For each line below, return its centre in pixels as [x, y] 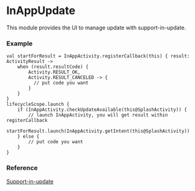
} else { [28, 137]
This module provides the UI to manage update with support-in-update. [96, 28]
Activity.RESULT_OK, [54, 72]
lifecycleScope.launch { [38, 105]
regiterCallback [27, 121]
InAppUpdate [41, 11]
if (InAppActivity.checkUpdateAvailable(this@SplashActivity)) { [102, 110]
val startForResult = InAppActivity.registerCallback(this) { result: [98, 56]
